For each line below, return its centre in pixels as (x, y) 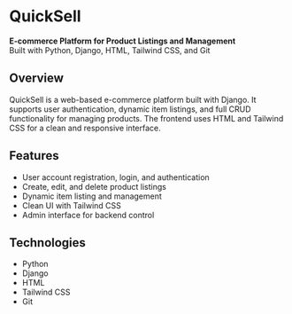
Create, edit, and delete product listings (94, 186)
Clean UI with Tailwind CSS (72, 205)
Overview (37, 78)
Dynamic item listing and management (92, 196)
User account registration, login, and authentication (115, 177)
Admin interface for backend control (88, 215)
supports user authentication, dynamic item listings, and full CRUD (130, 109)
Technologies (48, 243)
